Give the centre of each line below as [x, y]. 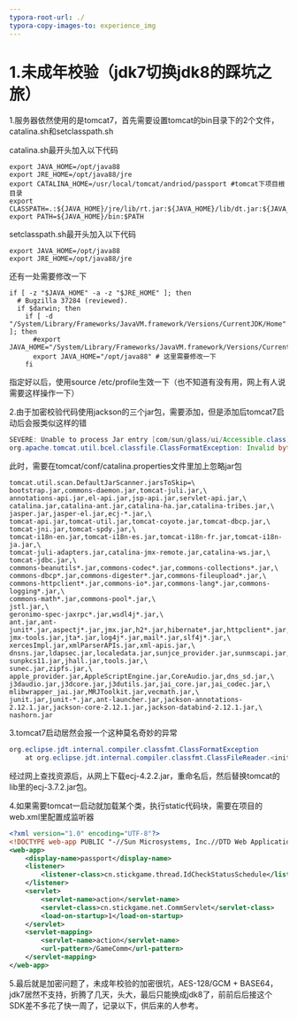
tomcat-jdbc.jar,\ [43, 560]
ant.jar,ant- [33, 622]
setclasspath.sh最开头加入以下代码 [73, 235]
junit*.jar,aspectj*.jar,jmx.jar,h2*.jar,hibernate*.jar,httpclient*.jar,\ [152, 630]
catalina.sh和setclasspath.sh [61, 131]
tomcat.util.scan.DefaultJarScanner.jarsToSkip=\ [103, 483]
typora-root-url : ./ [47, 17]
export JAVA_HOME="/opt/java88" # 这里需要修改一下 [124, 357]
